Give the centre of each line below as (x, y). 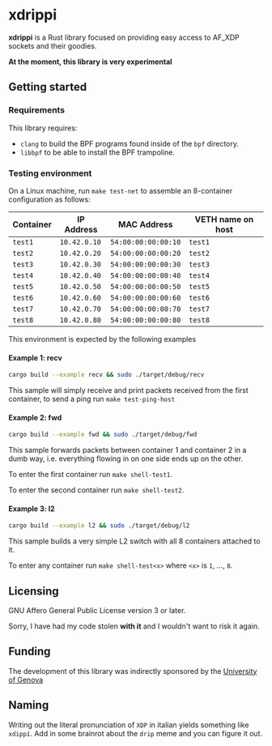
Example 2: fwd (35, 417)
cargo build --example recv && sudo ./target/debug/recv (106, 375)
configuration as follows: (49, 199)
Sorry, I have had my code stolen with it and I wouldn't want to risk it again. (134, 626)
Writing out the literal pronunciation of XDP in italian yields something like (129, 725)
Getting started (48, 87)
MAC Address (146, 224)
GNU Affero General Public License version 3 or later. (97, 610)
